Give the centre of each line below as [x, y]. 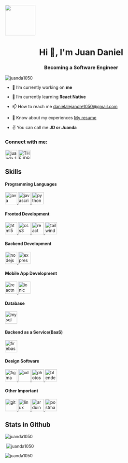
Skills [13, 172]
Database [15, 303]
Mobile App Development [31, 273]
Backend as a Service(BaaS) [34, 332]
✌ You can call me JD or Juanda [44, 128]
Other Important [22, 391]
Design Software [22, 361]
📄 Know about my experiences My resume [54, 118]
